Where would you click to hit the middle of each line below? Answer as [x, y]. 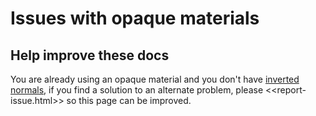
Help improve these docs [90, 55]
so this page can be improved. [129, 100]
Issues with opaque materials [135, 18]
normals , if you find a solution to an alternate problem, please [137, 90]
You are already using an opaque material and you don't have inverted [155, 79]
